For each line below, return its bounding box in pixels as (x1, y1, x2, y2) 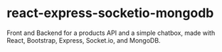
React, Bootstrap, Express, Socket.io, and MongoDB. (6, 36, 161, 44)
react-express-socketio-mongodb (6, 5, 214, 21)
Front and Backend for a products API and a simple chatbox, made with (6, 28, 216, 37)
